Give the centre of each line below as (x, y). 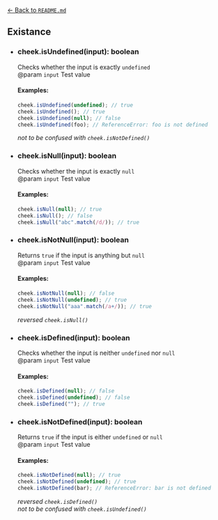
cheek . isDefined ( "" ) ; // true (61, 404)
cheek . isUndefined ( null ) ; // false (69, 118)
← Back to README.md (37, 10)
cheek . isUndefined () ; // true (61, 112)
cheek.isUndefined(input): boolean (78, 52)
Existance (29, 32)
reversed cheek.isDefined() (57, 501)
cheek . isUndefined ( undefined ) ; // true (75, 105)
